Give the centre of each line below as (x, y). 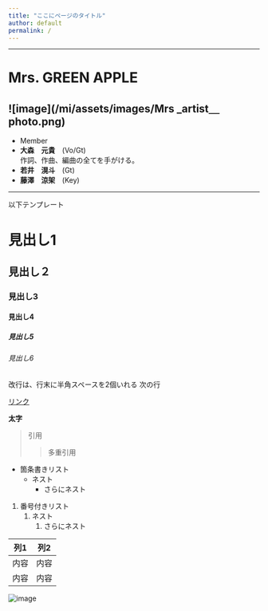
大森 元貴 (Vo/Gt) (53, 150)
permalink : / (30, 30)
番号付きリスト (44, 507)
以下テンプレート (36, 205)
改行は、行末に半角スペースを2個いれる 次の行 (85, 384)
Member (33, 141)
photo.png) (37, 122)
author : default (35, 23)
